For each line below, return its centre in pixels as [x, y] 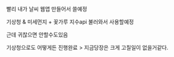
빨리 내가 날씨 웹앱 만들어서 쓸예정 [47, 9]
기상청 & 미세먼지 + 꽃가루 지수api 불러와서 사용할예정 [70, 22]
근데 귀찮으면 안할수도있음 [37, 35]
